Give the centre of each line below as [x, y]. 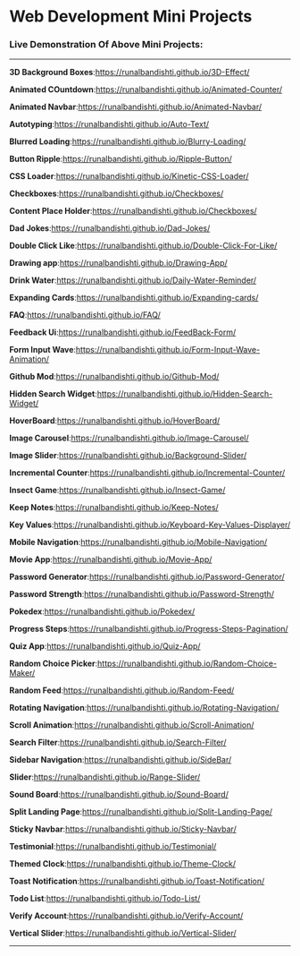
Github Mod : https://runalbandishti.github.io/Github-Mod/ [114, 377]
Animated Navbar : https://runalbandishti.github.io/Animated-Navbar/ [136, 107]
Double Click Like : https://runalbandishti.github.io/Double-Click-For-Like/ [143, 246]
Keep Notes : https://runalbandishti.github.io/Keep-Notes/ [114, 508]
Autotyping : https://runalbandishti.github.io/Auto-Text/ [109, 124]
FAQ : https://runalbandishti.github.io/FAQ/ [85, 315]
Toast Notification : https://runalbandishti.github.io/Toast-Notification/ [137, 881]
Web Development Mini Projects [131, 17]
